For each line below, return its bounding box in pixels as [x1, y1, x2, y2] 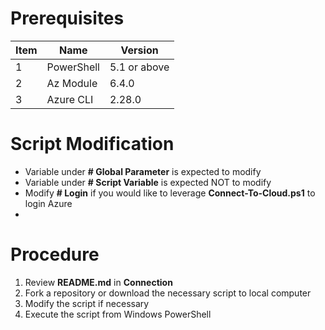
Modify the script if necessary [24, 297, 150, 309]
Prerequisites [10, 7, 125, 30]
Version [120, 43, 159, 57]
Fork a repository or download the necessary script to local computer [24, 287, 312, 299]
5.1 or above [109, 60, 170, 74]
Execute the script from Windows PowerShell [24, 308, 212, 320]
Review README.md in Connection [24, 276, 173, 288]
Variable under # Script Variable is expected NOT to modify [24, 176, 272, 188]
